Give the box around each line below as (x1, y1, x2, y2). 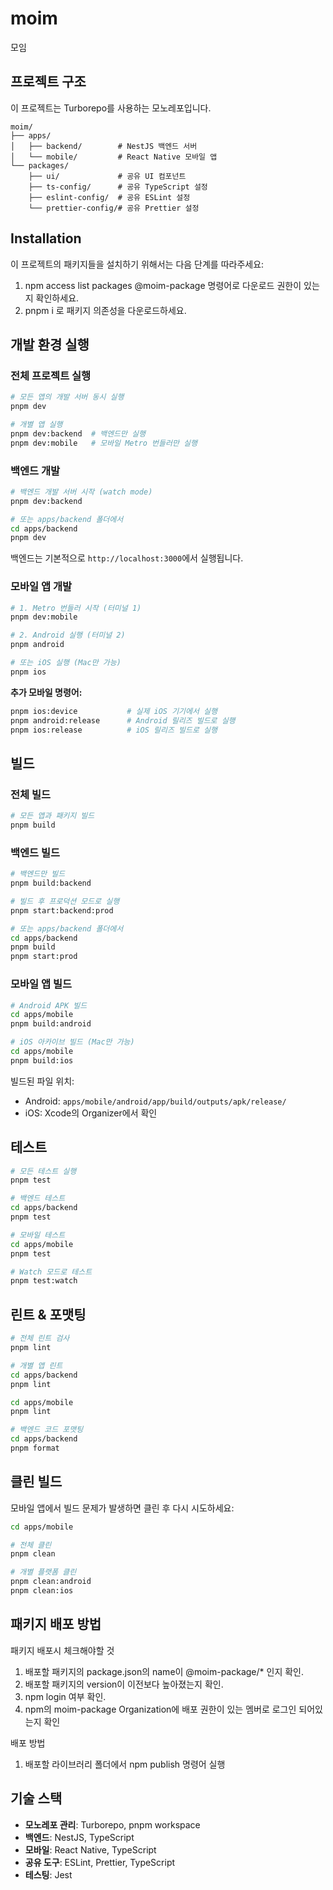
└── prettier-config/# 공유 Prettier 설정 (28, 203, 200, 213)
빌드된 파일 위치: (10, 1075, 75, 1087)
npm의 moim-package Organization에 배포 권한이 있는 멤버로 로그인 (24, 1703, 297, 1715)
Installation (10, 230, 82, 247)
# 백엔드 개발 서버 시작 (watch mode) (10, 487, 153, 497)
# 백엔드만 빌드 (10, 869, 66, 879)
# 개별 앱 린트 (10, 1360, 63, 1371)
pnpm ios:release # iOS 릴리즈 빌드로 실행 (10, 725, 218, 735)
